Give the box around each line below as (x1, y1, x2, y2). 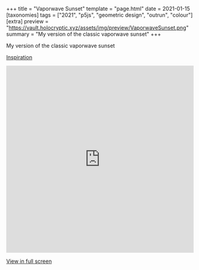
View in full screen (6, 257, 52, 265)
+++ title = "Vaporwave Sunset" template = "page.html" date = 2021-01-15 (6, 5, 191, 12)
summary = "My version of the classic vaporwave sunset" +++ (6, 31, 161, 38)
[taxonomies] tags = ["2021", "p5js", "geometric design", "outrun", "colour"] (6, 11, 193, 19)
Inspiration (6, 54, 33, 60)
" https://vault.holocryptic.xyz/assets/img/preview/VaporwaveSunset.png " (6, 24, 189, 31)
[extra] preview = (6, 18, 49, 25)
